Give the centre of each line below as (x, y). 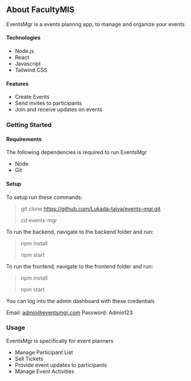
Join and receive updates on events (59, 110)
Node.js (24, 51)
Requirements (24, 139)
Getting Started (29, 125)
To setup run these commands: (44, 197)
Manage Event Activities (44, 371)
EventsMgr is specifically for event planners (60, 341)
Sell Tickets (29, 358)
